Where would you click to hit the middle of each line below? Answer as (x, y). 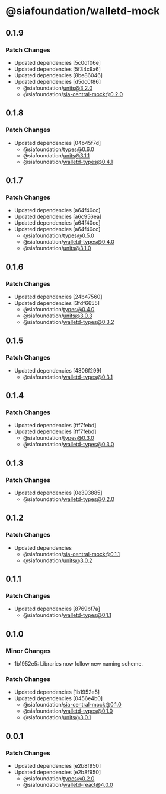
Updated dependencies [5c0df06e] (58, 62)
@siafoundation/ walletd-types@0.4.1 (68, 162)
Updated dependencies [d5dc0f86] (58, 81)
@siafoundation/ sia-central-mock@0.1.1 (71, 554)
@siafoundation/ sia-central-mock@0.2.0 (73, 94)
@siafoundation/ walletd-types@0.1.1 (67, 615)
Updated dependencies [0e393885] (58, 493)
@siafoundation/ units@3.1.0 (57, 248)
